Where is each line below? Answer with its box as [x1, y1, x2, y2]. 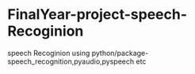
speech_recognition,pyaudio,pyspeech [7, 57, 135, 66]
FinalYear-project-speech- [7, 6, 188, 24]
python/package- [91, 48, 149, 57]
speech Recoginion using [7, 48, 90, 57]
